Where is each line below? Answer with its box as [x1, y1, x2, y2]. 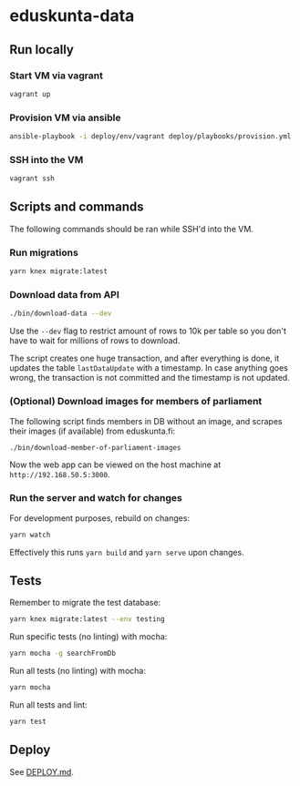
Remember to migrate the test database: [9, 597, 161, 608]
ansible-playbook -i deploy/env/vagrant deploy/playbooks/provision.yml [9, 132, 292, 141]
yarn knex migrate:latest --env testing [9, 615, 166, 624]
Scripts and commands [9, 199, 144, 215]
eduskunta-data [9, 5, 135, 26]
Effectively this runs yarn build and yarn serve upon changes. [9, 546, 244, 557]
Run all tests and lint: [9, 699, 88, 710]
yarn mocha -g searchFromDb [9, 648, 117, 658]
